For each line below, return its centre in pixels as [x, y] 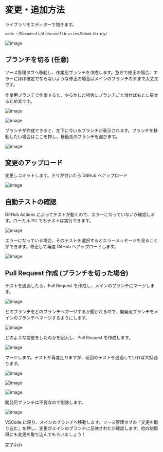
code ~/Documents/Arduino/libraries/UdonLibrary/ [56, 34]
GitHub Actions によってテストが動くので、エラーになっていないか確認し [78, 215]
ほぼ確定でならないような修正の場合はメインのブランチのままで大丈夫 [88, 78]
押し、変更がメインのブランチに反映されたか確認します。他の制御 [92, 429]
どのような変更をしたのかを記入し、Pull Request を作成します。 [69, 338]
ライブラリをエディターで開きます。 [41, 24]
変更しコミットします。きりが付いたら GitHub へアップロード [66, 175]
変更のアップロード [34, 163]
